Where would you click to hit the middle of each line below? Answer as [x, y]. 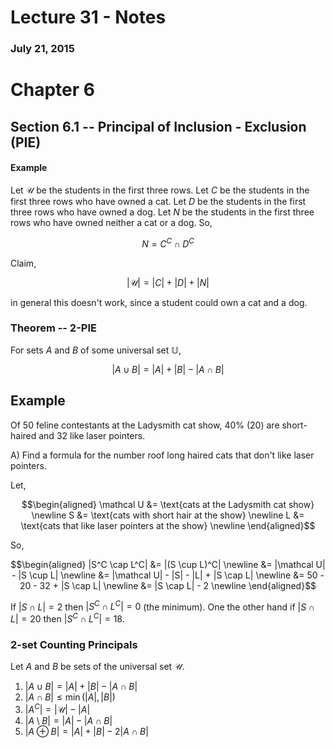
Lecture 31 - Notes [88, 17]
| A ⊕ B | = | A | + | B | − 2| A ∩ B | [86, 731]
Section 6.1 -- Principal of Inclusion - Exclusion [158, 126]
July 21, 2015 [42, 49]
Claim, [23, 263]
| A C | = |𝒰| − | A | [57, 708]
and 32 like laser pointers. [92, 435]
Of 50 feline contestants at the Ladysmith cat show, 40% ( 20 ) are [145, 425]
